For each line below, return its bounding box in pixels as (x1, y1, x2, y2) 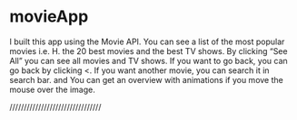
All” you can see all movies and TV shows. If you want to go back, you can (9, 55, 288, 66)
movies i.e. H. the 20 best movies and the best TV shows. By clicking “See (9, 45, 288, 56)
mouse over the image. (9, 84, 95, 95)
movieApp (9, 6, 89, 27)
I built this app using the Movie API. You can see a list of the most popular (9, 36, 285, 47)
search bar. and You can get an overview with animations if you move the (9, 74, 283, 85)
